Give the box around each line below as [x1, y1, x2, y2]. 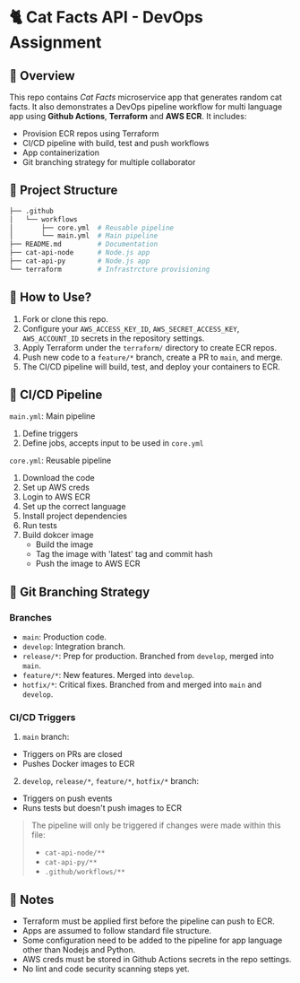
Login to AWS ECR [21, 491, 91, 502]
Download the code [21, 473, 96, 483]
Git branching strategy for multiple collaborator [21, 157, 196, 167]
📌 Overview [9, 68, 75, 83]
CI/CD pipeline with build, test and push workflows [21, 138, 210, 148]
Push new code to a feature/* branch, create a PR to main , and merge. [21, 352, 284, 362]
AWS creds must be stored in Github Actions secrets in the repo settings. [21, 954, 292, 965]
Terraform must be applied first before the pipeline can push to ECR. [21, 916, 275, 926]
